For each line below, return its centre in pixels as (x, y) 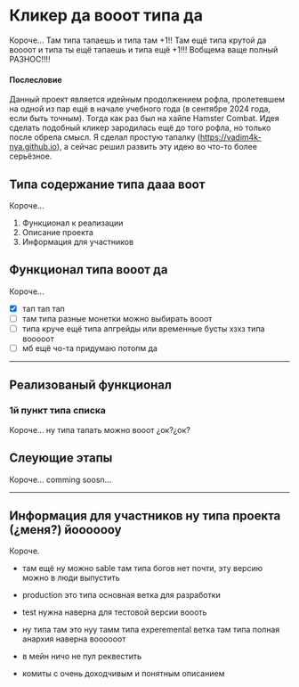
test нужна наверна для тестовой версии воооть (114, 612)
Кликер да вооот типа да (106, 16)
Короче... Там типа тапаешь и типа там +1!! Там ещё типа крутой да (138, 40)
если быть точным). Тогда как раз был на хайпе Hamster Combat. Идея (144, 119)
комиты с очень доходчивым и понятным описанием (123, 674)
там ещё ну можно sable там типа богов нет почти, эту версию (142, 568)
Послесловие (36, 79)
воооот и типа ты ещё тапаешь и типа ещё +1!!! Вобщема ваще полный (144, 49)
